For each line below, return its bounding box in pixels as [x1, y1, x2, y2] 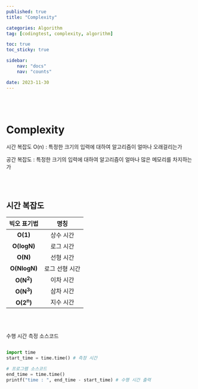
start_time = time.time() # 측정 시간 [6, 355, 98, 361]
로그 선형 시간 [44, 264, 81, 273]
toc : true [6, 41, 31, 48]
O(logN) [12, 242, 36, 250]
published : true [6, 8, 47, 15]
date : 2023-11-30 [6, 79, 49, 85]
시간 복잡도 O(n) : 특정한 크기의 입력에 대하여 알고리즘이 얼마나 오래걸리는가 [6, 144, 182, 151]
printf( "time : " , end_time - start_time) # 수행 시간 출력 [6, 376, 151, 383]
